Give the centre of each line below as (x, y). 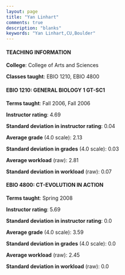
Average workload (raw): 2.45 (43, 255)
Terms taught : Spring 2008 (40, 198)
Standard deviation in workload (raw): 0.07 (59, 172)
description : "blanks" (34, 28)
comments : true (25, 22)
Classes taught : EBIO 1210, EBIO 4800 (53, 76)
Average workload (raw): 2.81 (43, 160)
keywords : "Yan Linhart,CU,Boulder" (51, 33)
